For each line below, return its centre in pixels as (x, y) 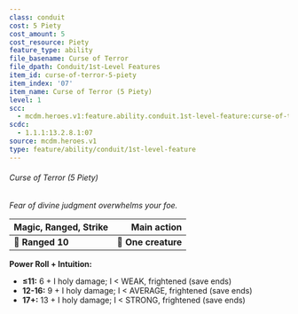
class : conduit (37, 17)
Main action (157, 227)
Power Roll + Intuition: (51, 263)
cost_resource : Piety (49, 42)
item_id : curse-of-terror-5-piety (73, 75)
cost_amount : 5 (37, 34)
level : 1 (25, 100)
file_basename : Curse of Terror (69, 59)
